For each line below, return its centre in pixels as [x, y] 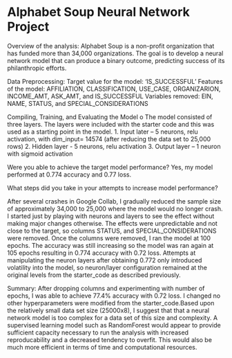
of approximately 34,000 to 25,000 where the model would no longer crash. [115, 208]
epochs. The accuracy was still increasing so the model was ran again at [110, 245]
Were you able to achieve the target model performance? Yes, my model [110, 167]
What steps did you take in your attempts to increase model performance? [113, 188]
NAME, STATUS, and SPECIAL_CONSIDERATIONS [78, 103]
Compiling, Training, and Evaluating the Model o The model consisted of [110, 117]
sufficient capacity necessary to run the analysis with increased [98, 332]
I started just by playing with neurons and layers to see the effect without [111, 216]
